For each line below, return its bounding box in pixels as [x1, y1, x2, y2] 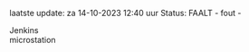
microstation [9, 35, 56, 45]
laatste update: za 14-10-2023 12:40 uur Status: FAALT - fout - [9, 8, 242, 18]
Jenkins [9, 25, 39, 35]
